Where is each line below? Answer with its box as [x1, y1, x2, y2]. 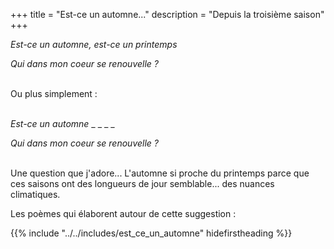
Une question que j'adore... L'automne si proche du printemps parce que [10, 167, 310, 179]
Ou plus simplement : [10, 88, 98, 99]
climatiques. [10, 189, 61, 200]
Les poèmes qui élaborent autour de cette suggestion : [10, 208, 237, 219]
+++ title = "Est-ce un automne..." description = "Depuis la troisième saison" [10, 9, 325, 20]
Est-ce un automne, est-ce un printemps [10, 39, 178, 50]
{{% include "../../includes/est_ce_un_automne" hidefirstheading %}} [10, 227, 293, 239]
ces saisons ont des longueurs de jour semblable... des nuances [10, 178, 275, 189]
